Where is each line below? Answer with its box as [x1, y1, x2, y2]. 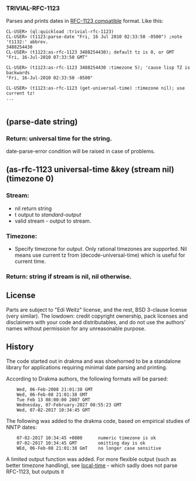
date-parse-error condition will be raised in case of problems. [6, 147, 156, 154]
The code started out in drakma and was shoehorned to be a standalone [6, 357, 181, 365]
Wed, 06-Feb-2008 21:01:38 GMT [16, 386, 93, 392]
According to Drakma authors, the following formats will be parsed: [6, 375, 168, 382]
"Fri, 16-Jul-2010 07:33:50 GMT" [6, 55, 88, 60]
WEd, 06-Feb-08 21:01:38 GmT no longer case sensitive [16, 445, 161, 451]
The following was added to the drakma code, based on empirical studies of [6, 417, 190, 424]
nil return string [14, 204, 52, 212]
